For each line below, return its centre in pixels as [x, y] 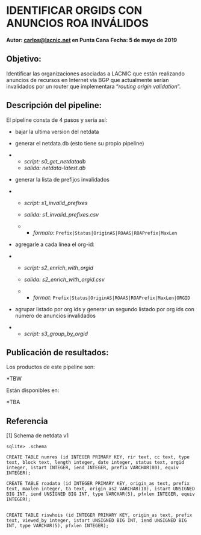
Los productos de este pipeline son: [51, 367]
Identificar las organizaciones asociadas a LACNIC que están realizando [96, 74]
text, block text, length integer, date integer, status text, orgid [95, 463]
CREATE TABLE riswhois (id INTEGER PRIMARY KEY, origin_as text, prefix [99, 515]
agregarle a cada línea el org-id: [55, 244]
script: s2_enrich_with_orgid [59, 267]
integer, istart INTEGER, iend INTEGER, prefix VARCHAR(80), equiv [93, 468]
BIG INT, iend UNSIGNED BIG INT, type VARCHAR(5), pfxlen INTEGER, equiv [101, 494]
